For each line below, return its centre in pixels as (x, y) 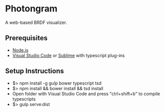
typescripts (24, 99)
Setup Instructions (35, 71)
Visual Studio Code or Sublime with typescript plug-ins (69, 55)
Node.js (20, 50)
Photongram (31, 9)
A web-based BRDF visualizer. (36, 22)
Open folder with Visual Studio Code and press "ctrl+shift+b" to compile (86, 94)
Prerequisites (26, 38)
